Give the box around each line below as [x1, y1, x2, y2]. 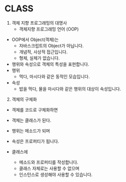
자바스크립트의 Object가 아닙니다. [19, 42, 84, 48]
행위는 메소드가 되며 [11, 128, 50, 134]
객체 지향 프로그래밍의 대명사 [11, 20, 67, 26]
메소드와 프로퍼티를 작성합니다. [19, 159, 78, 165]
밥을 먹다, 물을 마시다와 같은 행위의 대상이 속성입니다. [19, 86, 121, 92]
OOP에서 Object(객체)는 [11, 36, 59, 42]
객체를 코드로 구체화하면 [11, 107, 58, 112]
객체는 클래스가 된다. [11, 117, 51, 123]
